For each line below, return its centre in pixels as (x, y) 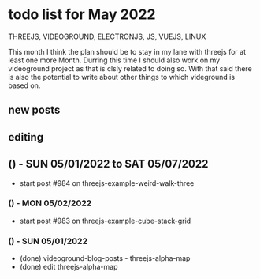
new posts (34, 110)
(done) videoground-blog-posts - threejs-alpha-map (105, 258)
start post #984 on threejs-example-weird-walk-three (107, 183)
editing (26, 137)
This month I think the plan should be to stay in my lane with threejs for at (127, 51)
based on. (24, 85)
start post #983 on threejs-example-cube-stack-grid (105, 221)
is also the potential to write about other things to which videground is (121, 77)
